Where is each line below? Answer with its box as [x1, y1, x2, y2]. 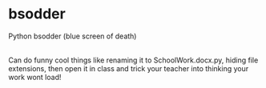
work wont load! [8, 72, 62, 82]
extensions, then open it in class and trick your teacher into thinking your [8, 63, 249, 73]
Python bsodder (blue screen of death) [8, 31, 137, 41]
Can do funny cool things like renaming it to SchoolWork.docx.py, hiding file [8, 55, 259, 65]
